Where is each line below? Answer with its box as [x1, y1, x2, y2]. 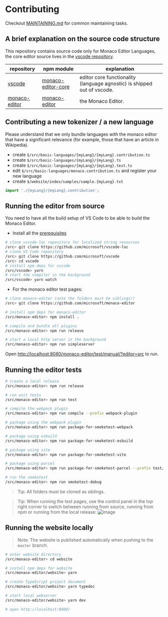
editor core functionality [79, 74, 136, 81]
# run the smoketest [5, 475, 48, 480]
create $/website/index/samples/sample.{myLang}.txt [12, 178, 123, 184]
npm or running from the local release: [17, 509, 96, 515]
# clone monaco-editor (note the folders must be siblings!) [5, 296, 135, 301]
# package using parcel [5, 461, 55, 466]
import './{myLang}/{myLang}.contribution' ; [5, 188, 99, 193]
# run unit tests [5, 393, 41, 398]
